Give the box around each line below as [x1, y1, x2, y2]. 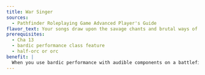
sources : [6, 15, 29, 21]
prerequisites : [6, 31, 45, 37]
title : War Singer [6, 8, 53, 15]
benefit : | [6, 54, 34, 60]
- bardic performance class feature [12, 43, 105, 49]
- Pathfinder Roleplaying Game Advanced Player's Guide [12, 20, 157, 26]
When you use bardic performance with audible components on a [12, 59, 176, 65]
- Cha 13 [12, 37, 34, 43]
